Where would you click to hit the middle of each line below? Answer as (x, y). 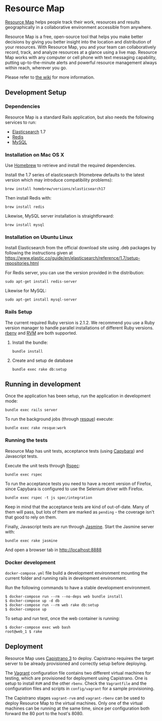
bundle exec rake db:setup (39, 369)
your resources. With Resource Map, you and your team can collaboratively (81, 47)
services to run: (21, 122)
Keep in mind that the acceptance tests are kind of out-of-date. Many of (77, 507)
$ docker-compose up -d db (32, 601)
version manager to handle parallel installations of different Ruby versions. (80, 328)
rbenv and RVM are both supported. (41, 333)
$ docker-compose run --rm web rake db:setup (52, 605)
